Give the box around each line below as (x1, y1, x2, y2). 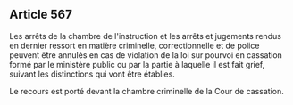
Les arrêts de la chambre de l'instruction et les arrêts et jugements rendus (9, 30, 281, 41)
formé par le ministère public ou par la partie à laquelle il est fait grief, (9, 59, 265, 69)
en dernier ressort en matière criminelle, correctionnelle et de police (9, 40, 260, 51)
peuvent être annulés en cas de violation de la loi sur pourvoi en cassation (9, 49, 283, 61)
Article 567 (9, 7, 73, 22)
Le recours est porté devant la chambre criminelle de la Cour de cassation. (9, 85, 284, 96)
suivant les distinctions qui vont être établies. (9, 69, 176, 79)
